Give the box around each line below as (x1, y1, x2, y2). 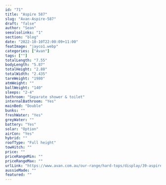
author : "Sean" (5, 26, 37, 31)
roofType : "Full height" (5, 140, 56, 146)
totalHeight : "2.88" (5, 67, 48, 72)
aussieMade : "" (5, 168, 37, 173)
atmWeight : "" (5, 80, 35, 85)
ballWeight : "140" (5, 85, 43, 90)
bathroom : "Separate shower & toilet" (5, 94, 85, 99)
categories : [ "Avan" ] (5, 48, 50, 53)
